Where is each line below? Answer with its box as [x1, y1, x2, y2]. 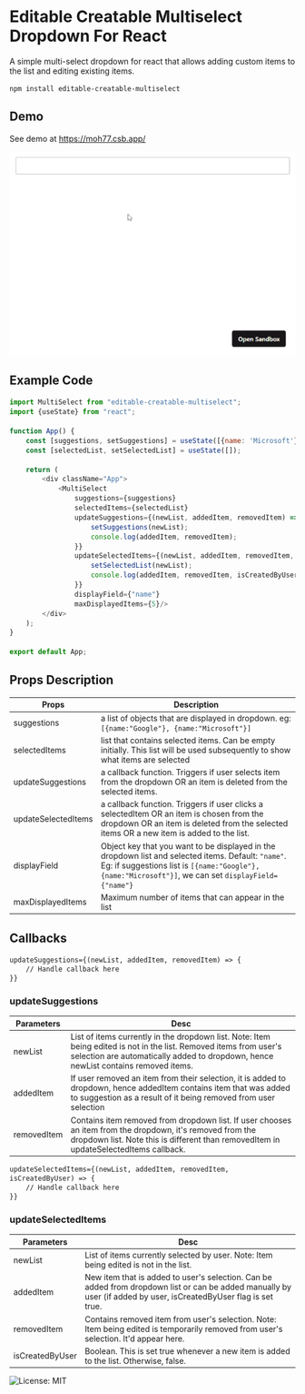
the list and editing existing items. [9, 66, 134, 76]
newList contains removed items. [70, 1060, 193, 1071]
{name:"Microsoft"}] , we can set [101, 869, 223, 880]
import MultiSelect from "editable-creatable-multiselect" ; [9, 398, 242, 407]
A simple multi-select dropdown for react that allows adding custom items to [9, 56, 296, 66]
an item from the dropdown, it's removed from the [70, 1124, 257, 1135]
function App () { [9, 427, 75, 436]
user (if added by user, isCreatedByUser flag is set [84, 1291, 274, 1302]
